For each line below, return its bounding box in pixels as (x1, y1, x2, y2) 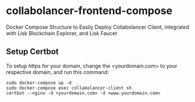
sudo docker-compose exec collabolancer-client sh (6, 85, 132, 91)
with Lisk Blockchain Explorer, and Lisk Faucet (6, 29, 117, 36)
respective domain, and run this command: (6, 69, 109, 76)
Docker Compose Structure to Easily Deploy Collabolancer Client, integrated (6, 23, 190, 30)
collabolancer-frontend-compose (6, 4, 173, 18)
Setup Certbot (6, 47, 59, 57)
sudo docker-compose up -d (6, 80, 72, 86)
